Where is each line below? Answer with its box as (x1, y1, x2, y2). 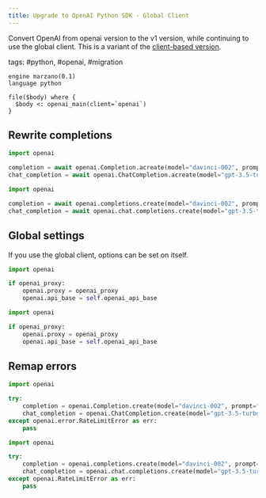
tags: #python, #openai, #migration (8, 57, 123, 67)
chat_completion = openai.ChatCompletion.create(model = (22, 409, 211, 417)
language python (8, 79, 62, 87)
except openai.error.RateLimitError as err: (8, 416, 158, 424)
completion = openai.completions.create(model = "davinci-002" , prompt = (22, 460, 260, 468)
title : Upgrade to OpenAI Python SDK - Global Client (8, 11, 190, 20)
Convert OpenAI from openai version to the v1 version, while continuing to (8, 33, 249, 43)
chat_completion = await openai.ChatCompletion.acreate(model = (8, 171, 222, 179)
